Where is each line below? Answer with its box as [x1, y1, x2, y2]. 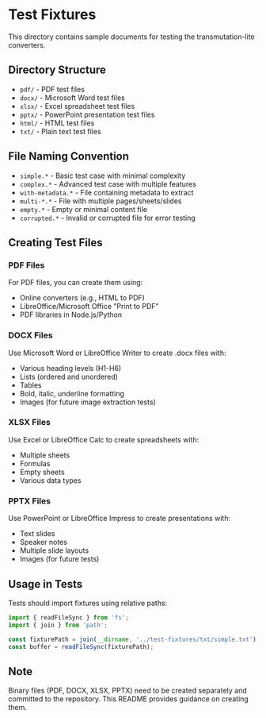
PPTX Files [8, 495, 51, 506]
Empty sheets [19, 467, 65, 477]
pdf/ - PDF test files [19, 84, 85, 94]
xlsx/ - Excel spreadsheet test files [19, 101, 135, 110]
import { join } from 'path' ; [8, 621, 108, 629]
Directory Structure [8, 64, 107, 77]
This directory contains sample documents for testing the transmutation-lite [8, 32, 255, 41]
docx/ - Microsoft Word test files [19, 93, 125, 102]
